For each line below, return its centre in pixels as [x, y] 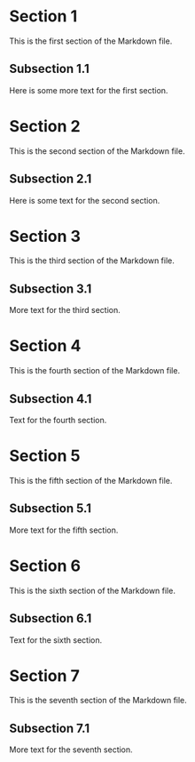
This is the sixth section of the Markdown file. [92, 590]
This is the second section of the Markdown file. [97, 151]
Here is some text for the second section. [85, 200]
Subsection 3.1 [51, 289]
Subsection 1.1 [50, 69]
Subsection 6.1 [51, 618]
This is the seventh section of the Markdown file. [98, 701]
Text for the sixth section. [56, 640]
